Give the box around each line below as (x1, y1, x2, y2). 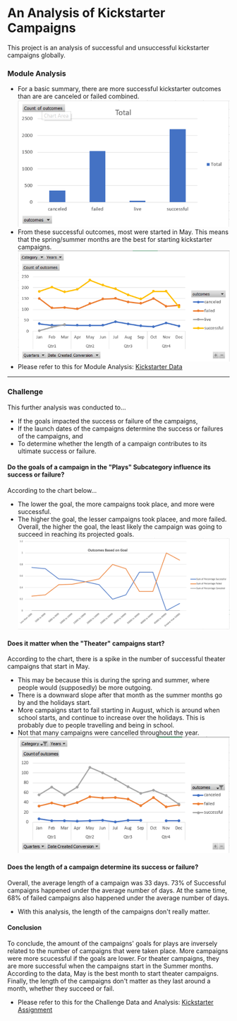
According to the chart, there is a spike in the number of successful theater (7, 655, 226, 663)
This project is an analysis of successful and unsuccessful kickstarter (7, 43, 209, 52)
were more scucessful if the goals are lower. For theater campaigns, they (7, 954, 220, 962)
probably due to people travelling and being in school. (17, 721, 175, 730)
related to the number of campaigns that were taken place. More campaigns (7, 946, 229, 955)
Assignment (17, 1005, 53, 1014)
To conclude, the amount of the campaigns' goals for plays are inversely (7, 939, 218, 947)
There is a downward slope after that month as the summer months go (17, 691, 223, 699)
